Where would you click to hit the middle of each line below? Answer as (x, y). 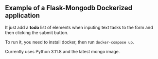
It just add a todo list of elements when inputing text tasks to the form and (79, 27)
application (23, 16)
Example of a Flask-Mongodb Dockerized (69, 8)
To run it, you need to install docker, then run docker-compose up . (70, 42)
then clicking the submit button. (37, 32)
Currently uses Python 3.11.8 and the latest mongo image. (62, 51)
